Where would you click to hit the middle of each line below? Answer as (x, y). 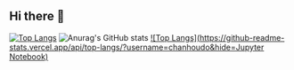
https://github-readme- (242, 37)
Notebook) (29, 56)
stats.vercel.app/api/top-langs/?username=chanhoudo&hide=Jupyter (137, 47)
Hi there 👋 (37, 16)
